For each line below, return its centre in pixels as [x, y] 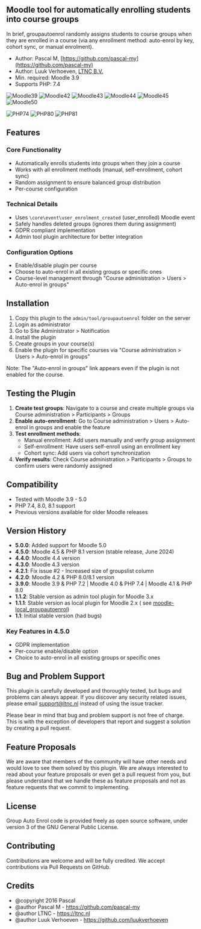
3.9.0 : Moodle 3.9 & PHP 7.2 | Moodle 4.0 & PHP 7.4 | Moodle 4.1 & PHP [104, 584]
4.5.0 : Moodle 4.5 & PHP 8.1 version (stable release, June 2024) [94, 552]
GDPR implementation [42, 644]
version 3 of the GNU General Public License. [63, 827]
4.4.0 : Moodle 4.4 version [47, 558]
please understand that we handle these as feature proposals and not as [96, 781]
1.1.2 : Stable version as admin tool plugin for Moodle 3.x [84, 597]
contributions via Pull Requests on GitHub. [59, 867]
